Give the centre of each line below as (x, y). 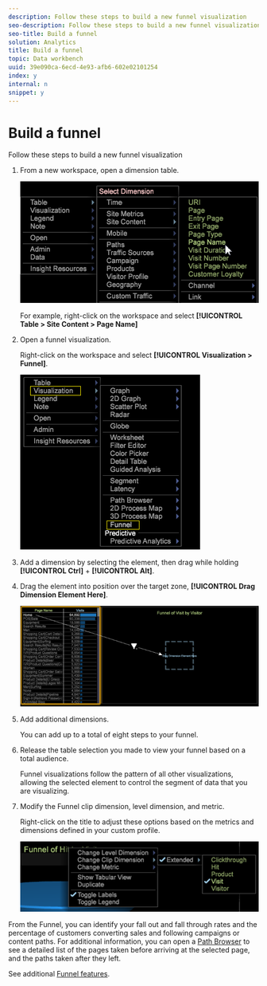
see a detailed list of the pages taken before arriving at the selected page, (129, 950)
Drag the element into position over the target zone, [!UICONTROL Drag (137, 587)
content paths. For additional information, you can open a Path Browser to (129, 941)
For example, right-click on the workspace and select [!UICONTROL (131, 316)
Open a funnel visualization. (65, 340)
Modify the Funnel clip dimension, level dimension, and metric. (122, 806)
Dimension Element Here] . (64, 595)
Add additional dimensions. (64, 719)
